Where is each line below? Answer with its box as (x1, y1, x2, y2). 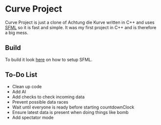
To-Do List (5, 71, 38, 79)
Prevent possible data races (12, 99, 68, 105)
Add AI (12, 89, 26, 94)
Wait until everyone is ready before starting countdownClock (12, 104, 135, 110)
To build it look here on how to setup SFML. (5, 57, 93, 62)
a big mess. (5, 30, 28, 35)
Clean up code (12, 83, 42, 89)
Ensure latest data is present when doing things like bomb (12, 109, 129, 115)
